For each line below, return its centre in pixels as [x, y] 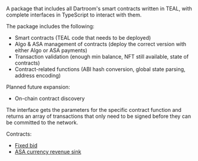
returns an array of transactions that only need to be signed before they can [98, 116]
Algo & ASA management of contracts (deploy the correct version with [100, 44]
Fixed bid [26, 145]
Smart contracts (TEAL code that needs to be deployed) [83, 38]
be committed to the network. [42, 123]
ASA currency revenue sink [48, 152]
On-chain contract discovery [50, 98]
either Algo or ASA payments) [51, 50]
